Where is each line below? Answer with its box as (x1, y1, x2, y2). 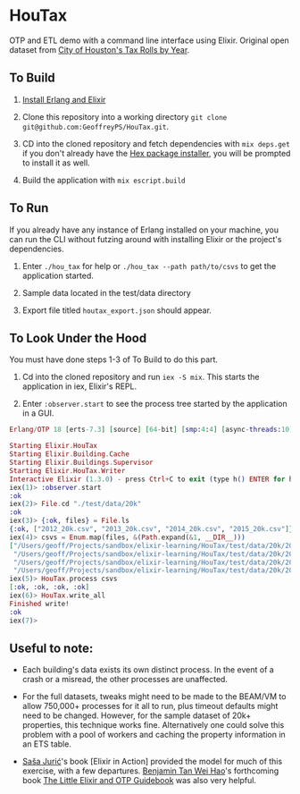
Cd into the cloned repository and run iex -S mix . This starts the (21, 372, 260, 383)
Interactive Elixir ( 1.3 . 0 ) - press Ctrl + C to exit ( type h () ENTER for (9, 475, 286, 484)
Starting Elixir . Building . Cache (9, 450, 129, 459)
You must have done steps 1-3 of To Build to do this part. (9, 354, 219, 365)
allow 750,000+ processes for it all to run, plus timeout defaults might (21, 701, 279, 712)
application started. (21, 270, 94, 281)
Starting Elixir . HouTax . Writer (9, 466, 126, 475)
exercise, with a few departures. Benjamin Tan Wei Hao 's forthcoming (21, 765, 279, 776)
